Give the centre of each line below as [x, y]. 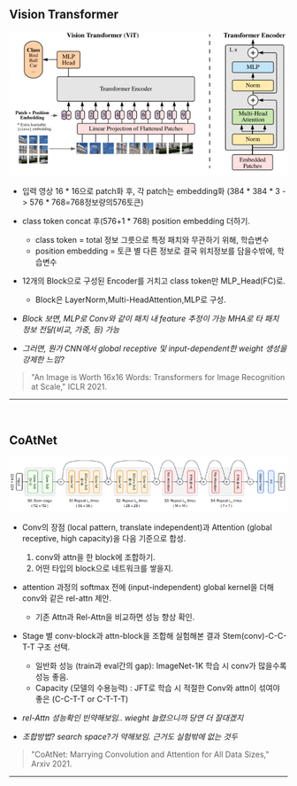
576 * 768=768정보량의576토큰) [87, 202]
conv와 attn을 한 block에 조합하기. [95, 556]
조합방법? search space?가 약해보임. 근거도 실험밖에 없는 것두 [130, 736]
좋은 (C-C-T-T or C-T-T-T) [82, 698]
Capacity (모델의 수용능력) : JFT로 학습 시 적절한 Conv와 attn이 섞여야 [157, 688]
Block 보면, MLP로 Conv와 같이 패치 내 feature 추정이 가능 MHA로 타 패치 [150, 319]
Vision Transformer [64, 15]
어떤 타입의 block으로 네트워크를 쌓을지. [104, 568]
